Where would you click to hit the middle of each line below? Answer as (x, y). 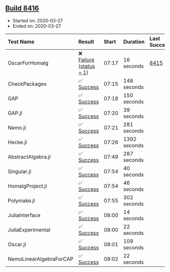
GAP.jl (15, 113)
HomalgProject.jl (27, 186)
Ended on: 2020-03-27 (37, 26)
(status (87, 66)
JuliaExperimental (29, 229)
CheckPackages (27, 84)
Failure (86, 59)
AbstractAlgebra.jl (29, 157)
